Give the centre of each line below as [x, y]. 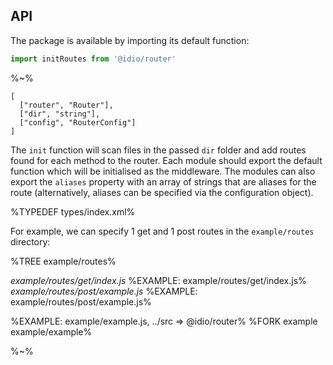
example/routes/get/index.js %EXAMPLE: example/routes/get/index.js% [158, 280]
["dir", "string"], [60, 114]
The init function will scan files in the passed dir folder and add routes [158, 150]
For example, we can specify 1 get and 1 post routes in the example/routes [162, 231]
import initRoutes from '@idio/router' [93, 59]
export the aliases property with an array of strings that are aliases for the [163, 181]
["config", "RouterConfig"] [78, 122]
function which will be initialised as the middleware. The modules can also [163, 171]
